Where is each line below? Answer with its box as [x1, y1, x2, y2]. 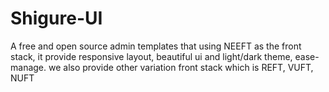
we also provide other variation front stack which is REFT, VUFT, [48, 61, 314, 73]
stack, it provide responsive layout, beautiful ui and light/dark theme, [10, 50, 293, 62]
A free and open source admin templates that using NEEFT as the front [10, 40, 302, 52]
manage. [10, 61, 47, 73]
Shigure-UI [10, 7, 103, 30]
